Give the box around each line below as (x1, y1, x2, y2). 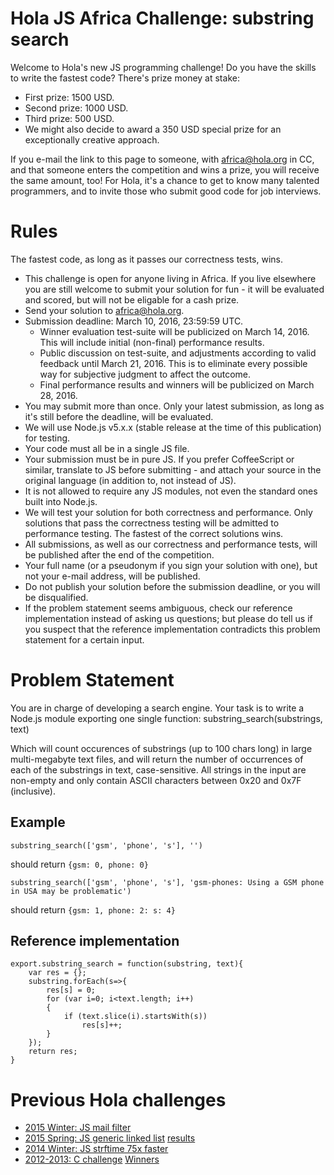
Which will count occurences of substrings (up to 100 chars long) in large (10, 742, 313, 754)
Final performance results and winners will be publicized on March (39, 378, 315, 391)
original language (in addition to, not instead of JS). (24, 474, 237, 486)
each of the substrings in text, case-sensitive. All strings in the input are (10, 763, 307, 776)
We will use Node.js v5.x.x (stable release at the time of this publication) (24, 421, 322, 433)
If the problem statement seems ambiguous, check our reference (24, 602, 293, 614)
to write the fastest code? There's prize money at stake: (10, 72, 240, 84)
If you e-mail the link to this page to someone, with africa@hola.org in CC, (10, 153, 315, 165)
